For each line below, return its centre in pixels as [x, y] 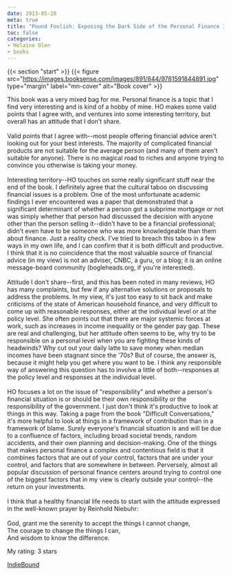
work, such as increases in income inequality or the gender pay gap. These [114, 326]
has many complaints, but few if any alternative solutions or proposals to [110, 289]
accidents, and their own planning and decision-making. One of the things [112, 443]
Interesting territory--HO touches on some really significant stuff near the [111, 180]
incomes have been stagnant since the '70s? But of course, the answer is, [112, 355]
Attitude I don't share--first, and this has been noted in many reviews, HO [111, 282]
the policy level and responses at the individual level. [82, 377]
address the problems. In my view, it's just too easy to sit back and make [110, 296]
